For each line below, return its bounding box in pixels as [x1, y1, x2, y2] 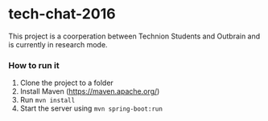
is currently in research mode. [8, 39, 108, 49]
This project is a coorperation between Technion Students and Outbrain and [8, 31, 261, 41]
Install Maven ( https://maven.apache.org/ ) [19, 87, 160, 96]
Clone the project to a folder [19, 78, 114, 88]
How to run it [8, 59, 60, 71]
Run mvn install [19, 95, 76, 105]
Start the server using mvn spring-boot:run [19, 103, 163, 113]
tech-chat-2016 [8, 5, 116, 23]
